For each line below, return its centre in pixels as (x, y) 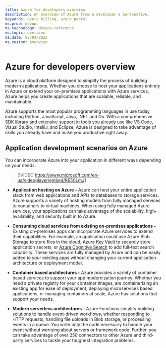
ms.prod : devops (22, 24)
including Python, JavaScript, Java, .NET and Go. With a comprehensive (79, 116)
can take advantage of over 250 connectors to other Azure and (77, 335)
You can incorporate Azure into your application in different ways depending (83, 160)
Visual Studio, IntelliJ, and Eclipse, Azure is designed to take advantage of (81, 127)
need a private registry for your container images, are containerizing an (85, 283)
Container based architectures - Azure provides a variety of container (84, 272)
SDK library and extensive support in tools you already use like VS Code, (79, 122)
